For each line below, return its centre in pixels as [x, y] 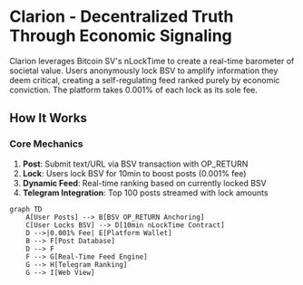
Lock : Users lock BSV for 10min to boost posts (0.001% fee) [134, 173]
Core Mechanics [46, 144]
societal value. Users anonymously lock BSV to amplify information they [144, 71]
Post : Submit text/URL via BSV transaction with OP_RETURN [135, 164]
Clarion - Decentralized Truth [122, 17]
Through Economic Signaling [121, 36]
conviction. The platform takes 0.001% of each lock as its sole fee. [134, 90]
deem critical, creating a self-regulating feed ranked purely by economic [145, 80]
